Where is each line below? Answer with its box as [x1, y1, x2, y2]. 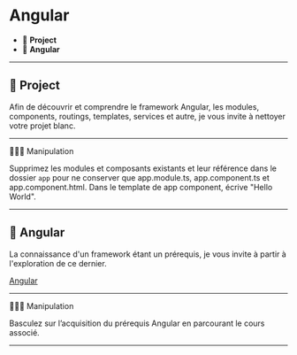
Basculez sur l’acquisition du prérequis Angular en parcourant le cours [9, 318, 265, 328]
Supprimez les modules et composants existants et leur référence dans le [9, 163, 277, 174]
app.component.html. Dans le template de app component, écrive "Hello [9, 181, 273, 192]
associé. [9, 327, 40, 337]
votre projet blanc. [9, 120, 76, 131]
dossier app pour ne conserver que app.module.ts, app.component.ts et [9, 172, 270, 182]
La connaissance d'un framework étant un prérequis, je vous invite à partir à [9, 249, 287, 259]
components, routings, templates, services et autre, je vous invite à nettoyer [9, 111, 286, 121]
